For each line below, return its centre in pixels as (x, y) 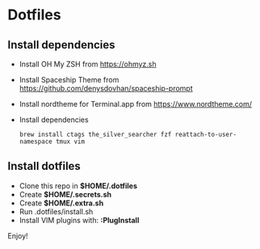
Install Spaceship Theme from (69, 80)
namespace (36, 141)
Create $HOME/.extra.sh (61, 203)
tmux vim (70, 141)
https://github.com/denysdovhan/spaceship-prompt (106, 88)
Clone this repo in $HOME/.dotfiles (78, 186)
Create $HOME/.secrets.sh (65, 194)
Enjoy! (18, 235)
